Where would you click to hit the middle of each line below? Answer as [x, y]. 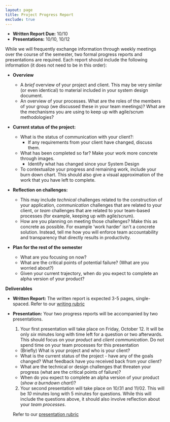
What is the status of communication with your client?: [77, 137]
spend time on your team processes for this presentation [79, 345]
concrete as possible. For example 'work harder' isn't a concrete [88, 227]
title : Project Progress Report [39, 15]
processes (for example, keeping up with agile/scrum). [77, 216]
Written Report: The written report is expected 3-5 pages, [74, 299]
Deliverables [19, 289]
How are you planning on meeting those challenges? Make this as [89, 221]
